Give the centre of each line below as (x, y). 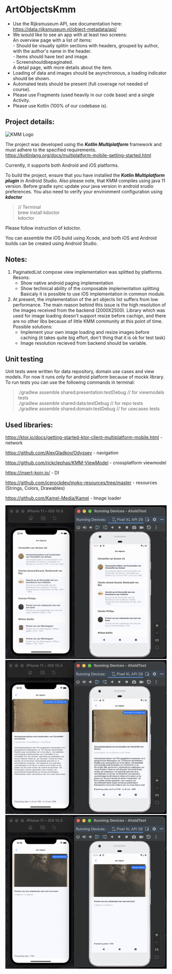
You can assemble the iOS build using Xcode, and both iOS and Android (81, 238)
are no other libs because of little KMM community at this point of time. (88, 321)
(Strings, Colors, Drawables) (35, 488)
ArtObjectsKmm (41, 10)
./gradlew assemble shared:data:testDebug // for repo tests (80, 403)
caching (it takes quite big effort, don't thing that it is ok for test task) (93, 338)
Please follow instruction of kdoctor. (43, 228)
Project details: (30, 122)
